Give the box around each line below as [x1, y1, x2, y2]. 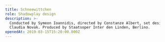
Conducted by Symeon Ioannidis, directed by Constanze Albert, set [9, 20, 151, 26]
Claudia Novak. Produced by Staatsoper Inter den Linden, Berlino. [9, 25, 151, 30]
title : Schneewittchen [5, 7, 52, 12]
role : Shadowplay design [5, 12, 56, 16]
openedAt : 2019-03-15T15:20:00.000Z [5, 29, 80, 34]
